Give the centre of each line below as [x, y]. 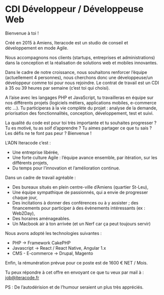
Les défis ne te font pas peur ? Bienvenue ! [48, 133]
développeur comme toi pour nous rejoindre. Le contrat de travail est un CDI [82, 83]
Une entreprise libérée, [35, 152]
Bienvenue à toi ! [22, 33]
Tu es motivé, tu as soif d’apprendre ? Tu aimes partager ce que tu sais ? [79, 128]
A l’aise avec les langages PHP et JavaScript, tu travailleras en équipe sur [79, 98]
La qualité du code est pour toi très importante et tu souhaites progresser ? [81, 123]
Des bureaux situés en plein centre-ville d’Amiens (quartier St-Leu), [80, 187]
